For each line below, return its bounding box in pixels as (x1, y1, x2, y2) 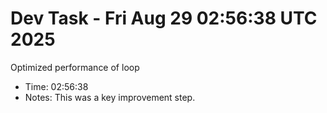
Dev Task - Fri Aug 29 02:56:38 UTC (10, 7, 318, 30)
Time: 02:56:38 (24, 80, 89, 92)
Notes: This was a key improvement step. (24, 91, 196, 103)
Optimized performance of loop (10, 61, 140, 73)
